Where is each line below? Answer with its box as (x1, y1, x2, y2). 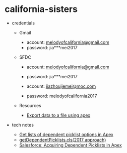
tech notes (11, 122, 34, 128)
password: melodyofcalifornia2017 (26, 93, 97, 99)
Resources (19, 102, 42, 108)
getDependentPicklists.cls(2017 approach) (19, 137, 106, 143)
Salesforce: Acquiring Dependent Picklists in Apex (19, 142, 122, 148)
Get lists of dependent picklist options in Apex (19, 131, 114, 138)
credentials (11, 20, 35, 26)
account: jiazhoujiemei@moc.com (26, 83, 96, 89)
